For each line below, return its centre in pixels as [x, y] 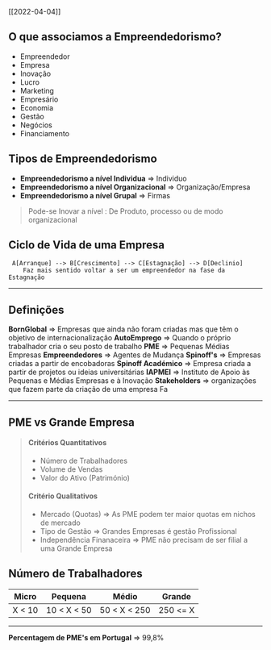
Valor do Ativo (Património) [85, 477]
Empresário [39, 99]
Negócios [36, 125]
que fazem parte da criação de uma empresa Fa [88, 390]
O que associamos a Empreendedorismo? [115, 37]
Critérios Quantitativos [67, 443]
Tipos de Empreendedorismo [83, 159]
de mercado [60, 523]
